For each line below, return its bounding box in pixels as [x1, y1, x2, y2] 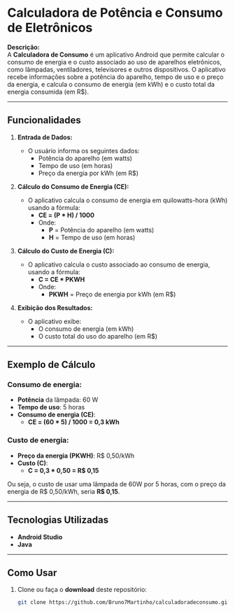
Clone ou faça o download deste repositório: [17, 586, 147, 594]
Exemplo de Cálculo [7, 359, 96, 371]
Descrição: [7, 43, 40, 51]
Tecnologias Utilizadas [7, 514, 109, 526]
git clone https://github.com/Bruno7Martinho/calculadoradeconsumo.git [17, 599, 231, 606]
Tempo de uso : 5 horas [17, 403, 85, 411]
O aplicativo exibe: [27, 317, 82, 325]
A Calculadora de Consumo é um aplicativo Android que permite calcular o [7, 50, 225, 59]
